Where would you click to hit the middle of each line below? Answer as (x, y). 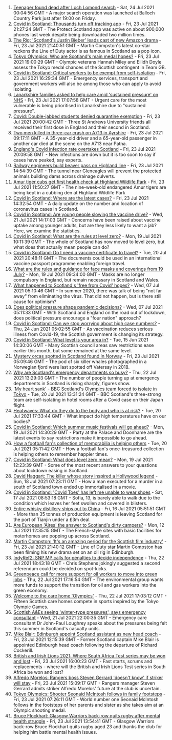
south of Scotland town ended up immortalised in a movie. (75, 487)
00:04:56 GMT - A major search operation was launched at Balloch (84, 13)
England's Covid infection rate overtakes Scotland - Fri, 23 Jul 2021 (84, 149)
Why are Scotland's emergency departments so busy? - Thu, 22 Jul (85, 372)
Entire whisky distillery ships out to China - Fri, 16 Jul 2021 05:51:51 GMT (89, 509)
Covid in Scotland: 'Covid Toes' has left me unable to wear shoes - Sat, (88, 492)
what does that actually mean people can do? (61, 247)
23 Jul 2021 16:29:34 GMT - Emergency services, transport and (80, 78)
